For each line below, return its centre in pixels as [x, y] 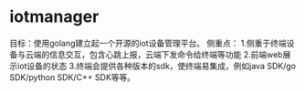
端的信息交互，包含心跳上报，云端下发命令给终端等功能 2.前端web [158, 54]
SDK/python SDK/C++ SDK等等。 [73, 77]
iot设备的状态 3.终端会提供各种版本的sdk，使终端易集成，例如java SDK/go [157, 66]
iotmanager [54, 17]
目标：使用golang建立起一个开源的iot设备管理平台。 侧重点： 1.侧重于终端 [148, 43]
